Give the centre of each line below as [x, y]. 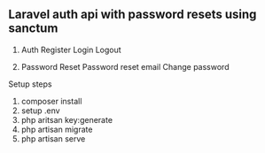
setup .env [40, 111]
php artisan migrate [57, 129]
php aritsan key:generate [66, 119]
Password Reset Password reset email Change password [125, 66]
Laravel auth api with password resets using [132, 15]
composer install [51, 101]
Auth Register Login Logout [71, 50]
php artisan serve [53, 138]
